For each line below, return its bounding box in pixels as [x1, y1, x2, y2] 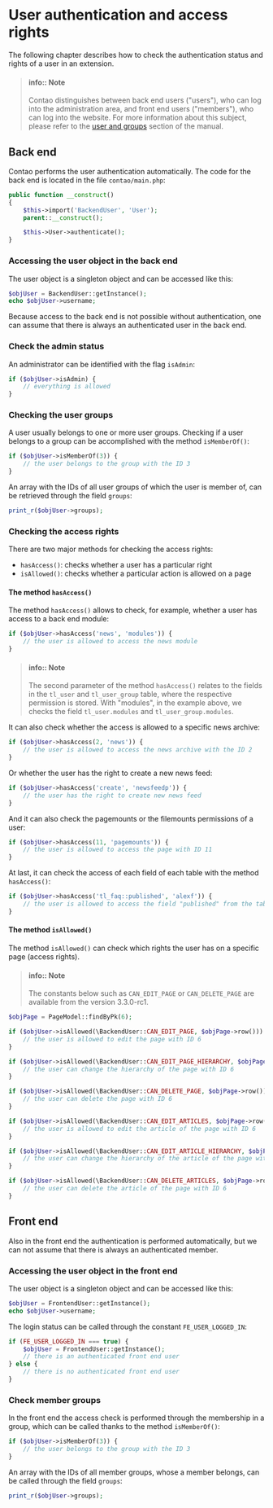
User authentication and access [8, 6, 228, 24]
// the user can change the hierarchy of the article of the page [23, 1155, 253, 1163]
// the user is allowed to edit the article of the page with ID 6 [23, 1124, 256, 1133]
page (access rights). [8, 952, 80, 962]
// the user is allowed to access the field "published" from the [23, 900, 253, 909]
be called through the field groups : [8, 1475, 123, 1485]
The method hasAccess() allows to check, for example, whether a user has [8, 605, 258, 616]
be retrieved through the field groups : [8, 491, 132, 501]
